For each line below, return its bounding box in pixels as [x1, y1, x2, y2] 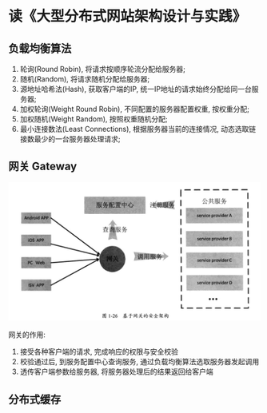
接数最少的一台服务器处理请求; [19, 134, 122, 144]
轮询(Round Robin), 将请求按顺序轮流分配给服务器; [19, 65, 185, 73]
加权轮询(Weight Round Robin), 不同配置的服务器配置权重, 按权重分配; [19, 105, 249, 113]
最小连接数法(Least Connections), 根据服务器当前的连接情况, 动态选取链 [19, 125, 257, 133]
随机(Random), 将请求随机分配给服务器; [19, 74, 150, 84]
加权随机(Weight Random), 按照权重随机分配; [19, 114, 168, 124]
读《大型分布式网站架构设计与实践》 [8, 7, 247, 26]
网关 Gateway [8, 160, 78, 173]
